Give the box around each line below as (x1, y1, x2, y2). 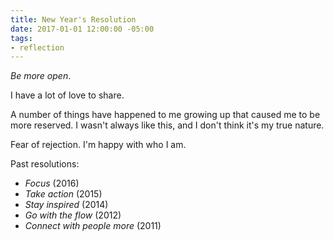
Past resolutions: (10, 158, 80, 170)
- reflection (10, 42, 65, 53)
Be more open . (10, 70, 72, 82)
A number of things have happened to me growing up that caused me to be (10, 109, 321, 121)
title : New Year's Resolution (10, 14, 137, 25)
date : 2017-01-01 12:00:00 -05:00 (10, 24, 155, 34)
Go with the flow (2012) (24, 209, 122, 221)
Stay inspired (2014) (24, 199, 109, 211)
